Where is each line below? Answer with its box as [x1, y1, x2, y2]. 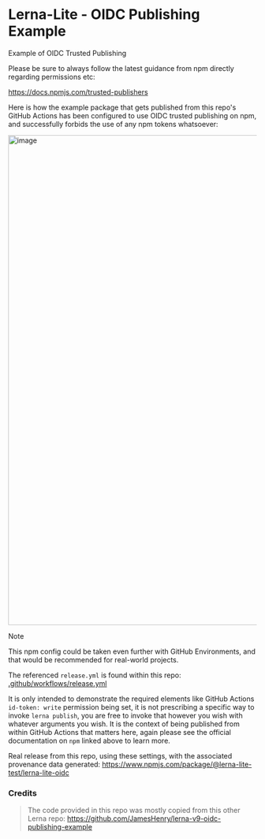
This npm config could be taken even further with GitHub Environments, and [8, 647, 256, 656]
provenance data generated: [8, 759, 101, 769]
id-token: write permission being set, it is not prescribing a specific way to [8, 702, 255, 711]
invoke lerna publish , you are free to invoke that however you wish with [8, 710, 243, 720]
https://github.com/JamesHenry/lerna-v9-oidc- [66, 814, 222, 823]
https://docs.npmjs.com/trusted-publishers [8, 87, 148, 96]
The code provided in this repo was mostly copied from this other [27, 806, 241, 815]
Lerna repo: [27, 814, 65, 823]
